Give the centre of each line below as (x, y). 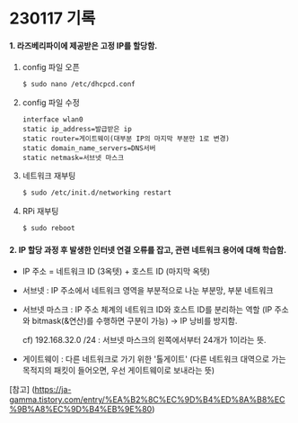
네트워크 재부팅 (49, 175)
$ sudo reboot (48, 229)
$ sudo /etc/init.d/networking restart (97, 193)
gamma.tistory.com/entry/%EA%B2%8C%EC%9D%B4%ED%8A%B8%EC (147, 400)
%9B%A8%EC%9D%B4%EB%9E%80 (81, 409)
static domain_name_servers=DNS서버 (89, 148)
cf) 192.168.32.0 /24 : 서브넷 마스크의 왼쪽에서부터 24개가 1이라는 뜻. (144, 340)
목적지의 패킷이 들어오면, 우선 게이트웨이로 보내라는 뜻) (118, 371)
